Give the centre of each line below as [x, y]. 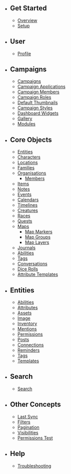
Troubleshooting [34, 465]
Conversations [32, 264]
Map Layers [37, 242]
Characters [29, 157]
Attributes [27, 307]
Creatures [28, 211]
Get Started [28, 8]
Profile [24, 53]
